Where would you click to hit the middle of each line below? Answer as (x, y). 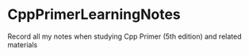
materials (23, 44)
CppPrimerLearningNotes (94, 15)
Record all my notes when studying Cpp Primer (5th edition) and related (125, 36)
